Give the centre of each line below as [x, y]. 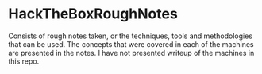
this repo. [24, 61]
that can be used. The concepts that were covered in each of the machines [131, 44]
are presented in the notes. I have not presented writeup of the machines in [131, 53]
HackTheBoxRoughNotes [93, 14]
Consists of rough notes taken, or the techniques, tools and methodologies [130, 36]
